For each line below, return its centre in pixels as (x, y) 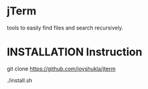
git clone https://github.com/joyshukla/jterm (61, 69)
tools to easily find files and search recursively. (65, 28)
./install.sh (20, 80)
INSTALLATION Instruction (75, 52)
